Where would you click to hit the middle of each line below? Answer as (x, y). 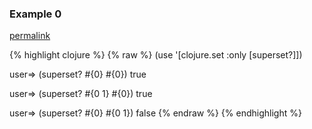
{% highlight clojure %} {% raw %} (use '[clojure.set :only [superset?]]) (156, 55)
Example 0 (35, 14)
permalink (30, 36)
